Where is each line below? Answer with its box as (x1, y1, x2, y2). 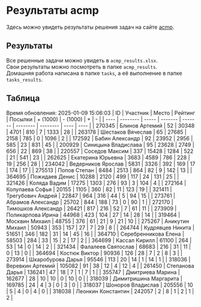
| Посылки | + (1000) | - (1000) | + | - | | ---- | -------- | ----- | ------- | (6, 115, 181, 123)
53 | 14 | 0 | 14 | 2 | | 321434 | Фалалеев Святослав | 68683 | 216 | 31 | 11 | (6, 243, 191, 250)
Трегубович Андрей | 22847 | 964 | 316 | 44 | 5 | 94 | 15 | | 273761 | (6, 192, 176, 199)
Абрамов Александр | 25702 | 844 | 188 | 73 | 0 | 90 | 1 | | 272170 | (6, 198, 173, 206)
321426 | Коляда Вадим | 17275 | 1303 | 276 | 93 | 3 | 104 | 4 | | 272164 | (6, 179, 187, 186)
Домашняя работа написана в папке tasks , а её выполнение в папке (6, 70, 182, 77)
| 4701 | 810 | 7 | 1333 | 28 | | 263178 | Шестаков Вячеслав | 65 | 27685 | (6, 128, 187, 136)
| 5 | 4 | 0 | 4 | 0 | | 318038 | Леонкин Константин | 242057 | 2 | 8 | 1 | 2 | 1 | (6, 287, 194, 294)
